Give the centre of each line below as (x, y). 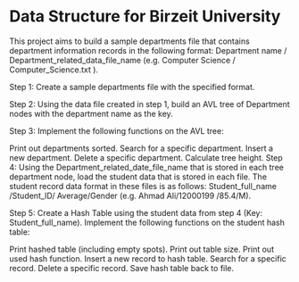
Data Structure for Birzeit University (145, 17)
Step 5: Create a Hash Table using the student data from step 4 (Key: (136, 212)
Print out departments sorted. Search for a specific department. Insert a (141, 148)
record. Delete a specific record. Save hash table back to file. (122, 268)
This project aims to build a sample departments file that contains (129, 41)
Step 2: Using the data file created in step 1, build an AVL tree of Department (149, 104)
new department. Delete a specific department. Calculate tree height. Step (146, 157)
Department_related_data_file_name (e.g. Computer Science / (123, 60)
